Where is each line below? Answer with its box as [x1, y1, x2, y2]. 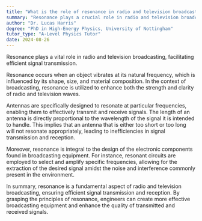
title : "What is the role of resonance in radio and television [6, 8, 171, 15]
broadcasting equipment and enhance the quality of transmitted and [6, 202, 176, 209]
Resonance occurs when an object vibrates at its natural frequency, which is [6, 71, 195, 78]
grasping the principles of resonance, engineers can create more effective [6, 196, 191, 202]
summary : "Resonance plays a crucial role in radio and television [6, 14, 179, 20]
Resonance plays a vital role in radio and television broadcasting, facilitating [6, 53, 194, 60]
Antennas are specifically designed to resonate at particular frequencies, [6, 102, 187, 109]
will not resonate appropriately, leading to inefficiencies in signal [6, 127, 165, 135]
